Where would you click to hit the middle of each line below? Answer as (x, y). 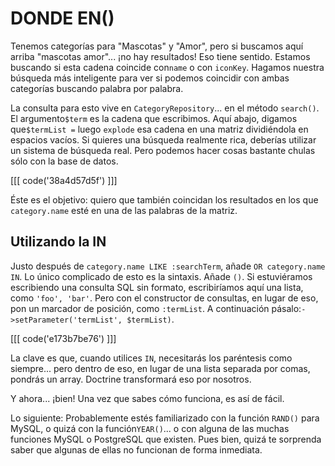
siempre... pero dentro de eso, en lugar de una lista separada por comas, (160, 368)
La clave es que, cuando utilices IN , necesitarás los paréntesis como (151, 358)
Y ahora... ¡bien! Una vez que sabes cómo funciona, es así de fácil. (147, 398)
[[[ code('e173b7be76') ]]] (63, 338)
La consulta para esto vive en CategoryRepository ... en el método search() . (165, 108)
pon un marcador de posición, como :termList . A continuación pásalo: (156, 308)
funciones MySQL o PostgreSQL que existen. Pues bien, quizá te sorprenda (166, 439)
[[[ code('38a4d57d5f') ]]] (64, 180)
